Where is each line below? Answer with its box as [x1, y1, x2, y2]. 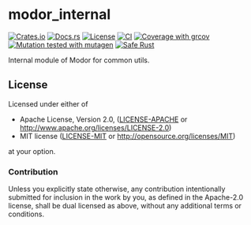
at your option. [8, 146, 56, 156]
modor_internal [8, 6, 111, 24]
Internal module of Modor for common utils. [8, 55, 150, 65]
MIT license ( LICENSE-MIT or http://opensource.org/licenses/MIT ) [19, 131, 236, 141]
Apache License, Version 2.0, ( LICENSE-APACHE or [19, 114, 188, 124]
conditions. [8, 209, 45, 219]
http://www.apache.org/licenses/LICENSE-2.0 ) [19, 122, 172, 132]
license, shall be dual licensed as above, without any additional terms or [8, 201, 242, 211]
